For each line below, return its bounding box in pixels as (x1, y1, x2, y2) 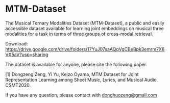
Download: (5, 40, 28, 46)
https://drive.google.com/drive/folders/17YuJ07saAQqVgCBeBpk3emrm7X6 (5, 46, 165, 52)
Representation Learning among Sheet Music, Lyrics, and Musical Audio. (5, 76, 158, 83)
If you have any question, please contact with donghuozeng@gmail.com (5, 92, 157, 98)
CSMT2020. (5, 82, 31, 88)
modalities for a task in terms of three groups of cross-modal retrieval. (5, 31, 153, 37)
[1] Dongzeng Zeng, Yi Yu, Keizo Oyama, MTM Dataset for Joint (5, 71, 139, 77)
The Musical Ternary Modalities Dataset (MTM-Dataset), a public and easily (5, 20, 165, 26)
